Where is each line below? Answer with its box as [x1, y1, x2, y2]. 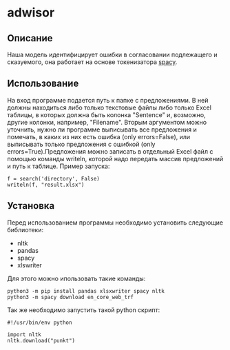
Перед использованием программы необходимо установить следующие [7, 218, 224, 227]
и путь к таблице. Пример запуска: [7, 162, 110, 170]
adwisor [7, 5, 55, 21]
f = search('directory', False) [7, 175, 100, 182]
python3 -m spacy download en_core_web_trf [7, 294, 134, 300]
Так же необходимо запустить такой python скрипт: [7, 305, 160, 314]
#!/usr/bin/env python [7, 319, 72, 326]
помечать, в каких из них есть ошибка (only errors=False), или [7, 132, 191, 141]
